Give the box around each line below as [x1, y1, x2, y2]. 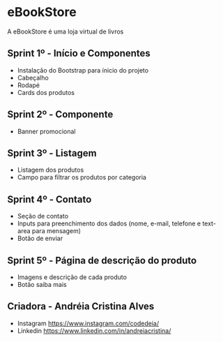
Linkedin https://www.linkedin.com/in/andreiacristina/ [17, 326, 171, 335]
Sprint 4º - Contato [7, 193, 92, 205]
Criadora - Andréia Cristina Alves [7, 301, 155, 313]
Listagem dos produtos [17, 165, 84, 174]
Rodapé [17, 81, 40, 89]
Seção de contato [17, 212, 68, 221]
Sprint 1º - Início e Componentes [7, 47, 151, 59]
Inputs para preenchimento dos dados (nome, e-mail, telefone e [17, 219, 201, 228]
